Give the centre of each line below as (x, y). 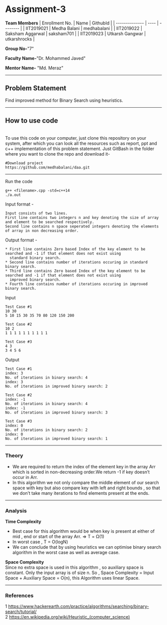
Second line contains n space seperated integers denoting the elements (82, 226)
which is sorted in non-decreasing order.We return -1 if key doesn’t (81, 472)
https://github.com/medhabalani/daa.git (48, 167)
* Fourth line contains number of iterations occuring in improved (77, 284)
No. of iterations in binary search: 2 (46, 430)
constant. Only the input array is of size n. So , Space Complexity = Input (80, 573)
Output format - (21, 240)
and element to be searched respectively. (50, 222)
